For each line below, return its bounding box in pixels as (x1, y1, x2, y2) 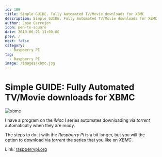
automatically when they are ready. (5, 123, 75, 128)
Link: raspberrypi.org (5, 146, 47, 152)
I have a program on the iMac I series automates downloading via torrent (5, 117, 150, 123)
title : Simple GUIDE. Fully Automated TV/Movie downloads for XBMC (5, 12, 145, 16)
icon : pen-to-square (5, 25, 47, 30)
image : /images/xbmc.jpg (5, 61, 55, 66)
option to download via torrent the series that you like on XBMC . (5, 137, 133, 143)
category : (5, 43, 25, 48)
